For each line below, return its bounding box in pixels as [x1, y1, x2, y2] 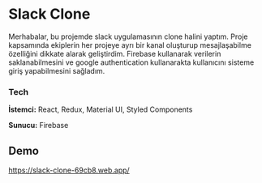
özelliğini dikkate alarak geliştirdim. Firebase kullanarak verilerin [8, 49, 221, 58]
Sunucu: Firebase [8, 121, 69, 130]
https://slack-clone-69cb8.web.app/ [8, 165, 130, 175]
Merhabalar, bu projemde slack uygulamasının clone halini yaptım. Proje [8, 32, 248, 41]
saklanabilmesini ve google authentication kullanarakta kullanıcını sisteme [8, 57, 255, 67]
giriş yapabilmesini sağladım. [8, 66, 105, 75]
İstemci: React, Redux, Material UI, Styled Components [8, 104, 193, 114]
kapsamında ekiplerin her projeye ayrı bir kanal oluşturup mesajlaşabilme [8, 40, 251, 49]
